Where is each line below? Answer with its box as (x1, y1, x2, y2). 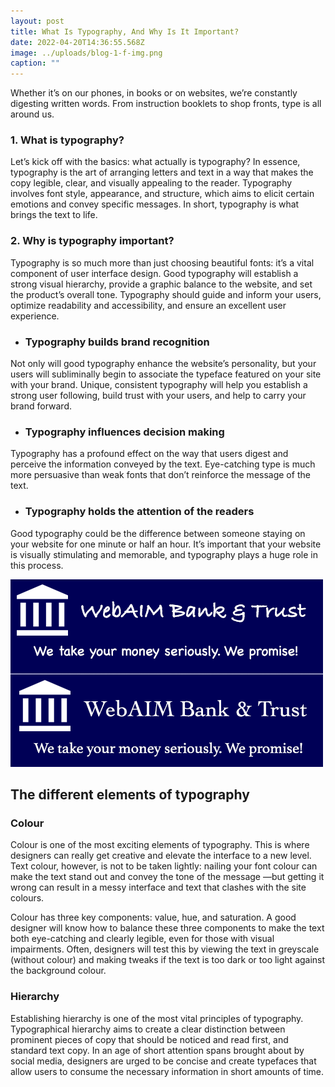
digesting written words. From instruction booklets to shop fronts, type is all (10, 98, 322, 110)
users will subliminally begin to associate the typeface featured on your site (10, 368, 322, 380)
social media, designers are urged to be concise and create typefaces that (10, 1055, 317, 1067)
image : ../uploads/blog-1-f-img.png (10, 48, 163, 58)
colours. (10, 892, 45, 904)
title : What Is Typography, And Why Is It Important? (10, 26, 240, 37)
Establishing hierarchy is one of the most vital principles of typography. (10, 1012, 304, 1024)
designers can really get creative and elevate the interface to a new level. (10, 850, 312, 862)
